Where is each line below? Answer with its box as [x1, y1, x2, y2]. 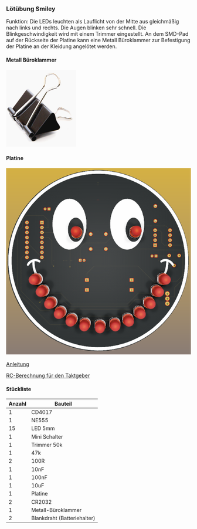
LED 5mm [31, 425, 55, 432]
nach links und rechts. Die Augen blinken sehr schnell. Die [6, 24, 147, 31]
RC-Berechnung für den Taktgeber [6, 372, 90, 379]
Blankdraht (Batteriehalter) [31, 515, 96, 522]
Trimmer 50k [31, 441, 63, 448]
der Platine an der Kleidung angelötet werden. [6, 43, 117, 50]
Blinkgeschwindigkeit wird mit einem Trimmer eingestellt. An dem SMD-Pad [6, 30, 189, 38]
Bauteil [55, 400, 72, 407]
